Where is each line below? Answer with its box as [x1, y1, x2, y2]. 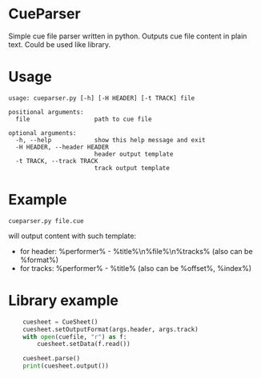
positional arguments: [8, 108, 84, 116]
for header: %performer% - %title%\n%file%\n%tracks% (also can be [19, 246, 254, 256]
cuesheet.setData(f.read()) [37, 340, 130, 348]
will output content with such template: [8, 231, 137, 241]
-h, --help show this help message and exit [15, 136, 206, 144]
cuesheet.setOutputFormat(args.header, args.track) [22, 325, 199, 333]
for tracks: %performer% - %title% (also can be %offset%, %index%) [19, 263, 252, 273]
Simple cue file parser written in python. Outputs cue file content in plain [8, 31, 247, 41]
